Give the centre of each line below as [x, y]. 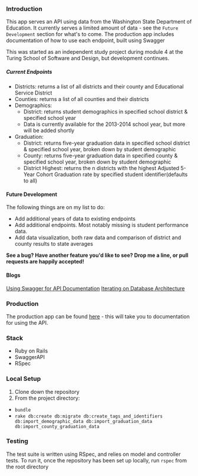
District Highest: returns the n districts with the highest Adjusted [101, 168]
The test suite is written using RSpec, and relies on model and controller [93, 454]
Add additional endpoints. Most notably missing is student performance [101, 225]
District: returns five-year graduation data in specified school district [107, 143]
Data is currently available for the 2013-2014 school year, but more [104, 124]
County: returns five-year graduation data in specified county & [100, 156]
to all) [30, 181]
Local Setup [24, 379]
